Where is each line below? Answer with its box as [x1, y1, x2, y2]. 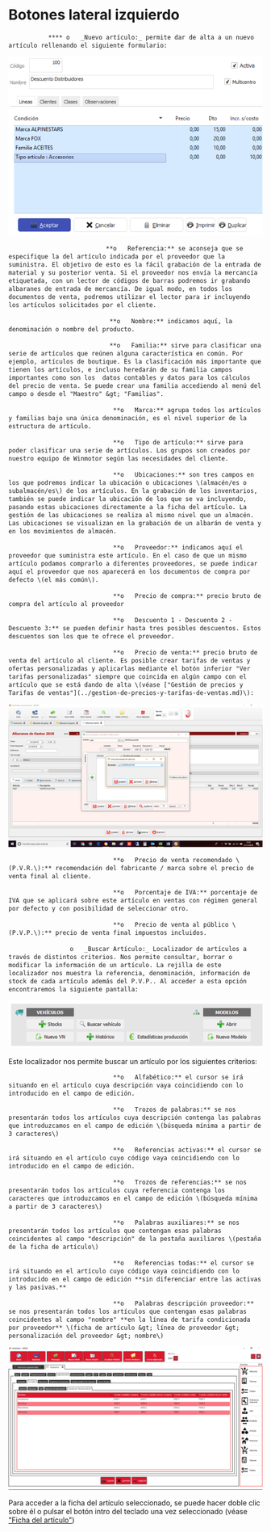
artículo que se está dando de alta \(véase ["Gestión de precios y [8, 681, 244, 689]
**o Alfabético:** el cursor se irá [112, 1073, 244, 1082]
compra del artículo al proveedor [8, 600, 125, 608]
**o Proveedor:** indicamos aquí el [112, 544, 244, 552]
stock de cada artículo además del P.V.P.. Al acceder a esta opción [8, 977, 248, 985]
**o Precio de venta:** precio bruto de [112, 649, 258, 657]
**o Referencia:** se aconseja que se [106, 245, 244, 253]
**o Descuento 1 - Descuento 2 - [112, 617, 232, 625]
